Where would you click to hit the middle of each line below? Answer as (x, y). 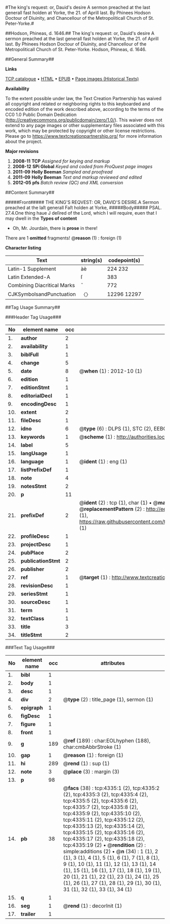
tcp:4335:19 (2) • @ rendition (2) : (104, 845)
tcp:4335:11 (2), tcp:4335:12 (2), (104, 820)
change (30, 363)
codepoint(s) (124, 260)
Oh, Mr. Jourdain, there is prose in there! (55, 228)
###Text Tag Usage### (30, 647)
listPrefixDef (36, 470)
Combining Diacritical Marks (41, 285)
